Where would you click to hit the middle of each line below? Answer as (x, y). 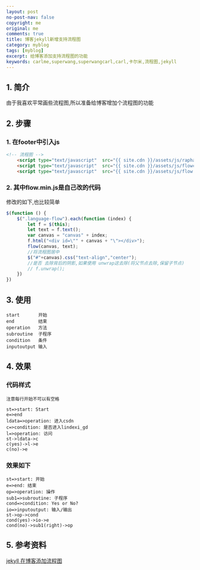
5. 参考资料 (26, 545)
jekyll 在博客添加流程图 (34, 560)
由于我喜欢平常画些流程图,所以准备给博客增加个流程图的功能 (80, 103)
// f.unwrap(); (46, 269)
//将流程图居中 (43, 252)
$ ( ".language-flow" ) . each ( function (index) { (74, 218)
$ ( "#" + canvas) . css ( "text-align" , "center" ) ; (82, 257)
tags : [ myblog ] (25, 51)
